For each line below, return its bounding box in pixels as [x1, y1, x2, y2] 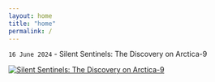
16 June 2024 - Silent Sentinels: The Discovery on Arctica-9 [8, 50, 208, 59]
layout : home [8, 11, 53, 20]
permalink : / [8, 27, 53, 35]
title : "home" [8, 19, 57, 28]
